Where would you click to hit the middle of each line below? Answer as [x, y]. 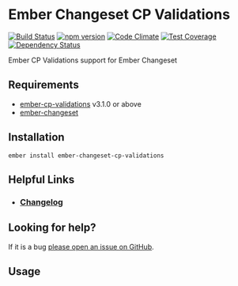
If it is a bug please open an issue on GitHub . [81, 246]
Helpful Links [42, 179]
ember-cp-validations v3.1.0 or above [81, 103]
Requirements [43, 85]
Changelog [41, 201]
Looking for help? [52, 228]
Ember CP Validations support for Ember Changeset [93, 60]
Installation [36, 137]
